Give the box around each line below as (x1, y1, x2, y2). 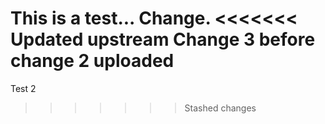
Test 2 (10, 82, 37, 94)
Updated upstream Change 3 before (10, 28, 316, 51)
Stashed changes (184, 102, 257, 114)
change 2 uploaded (10, 50, 175, 72)
